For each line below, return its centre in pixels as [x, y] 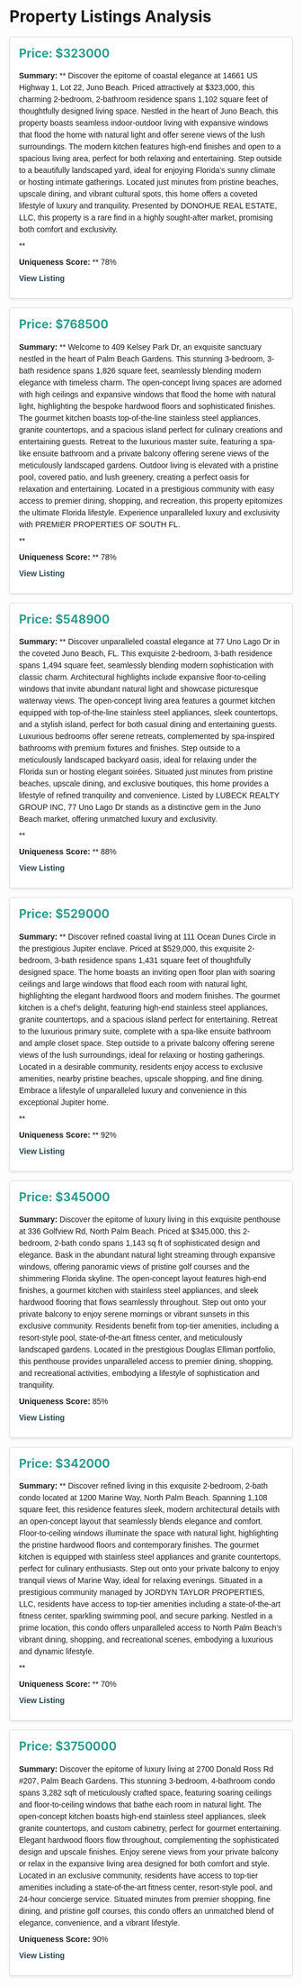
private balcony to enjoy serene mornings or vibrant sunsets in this [134, 1314]
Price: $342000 [65, 1464]
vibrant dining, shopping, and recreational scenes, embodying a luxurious [147, 1640]
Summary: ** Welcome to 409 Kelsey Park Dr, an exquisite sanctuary [141, 347]
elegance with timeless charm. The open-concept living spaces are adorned [151, 382]
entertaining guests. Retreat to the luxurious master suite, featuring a [138, 442]
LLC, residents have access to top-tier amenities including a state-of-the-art [150, 1604]
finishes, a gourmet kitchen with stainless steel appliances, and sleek [139, 1291]
